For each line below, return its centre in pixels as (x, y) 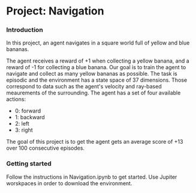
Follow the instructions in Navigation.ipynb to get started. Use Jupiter (92, 177)
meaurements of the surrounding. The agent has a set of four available (94, 93)
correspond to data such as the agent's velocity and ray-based (84, 87)
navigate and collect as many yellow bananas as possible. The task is (92, 74)
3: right (24, 130)
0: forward (28, 111)
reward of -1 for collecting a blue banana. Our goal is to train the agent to (96, 67)
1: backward (30, 117)
